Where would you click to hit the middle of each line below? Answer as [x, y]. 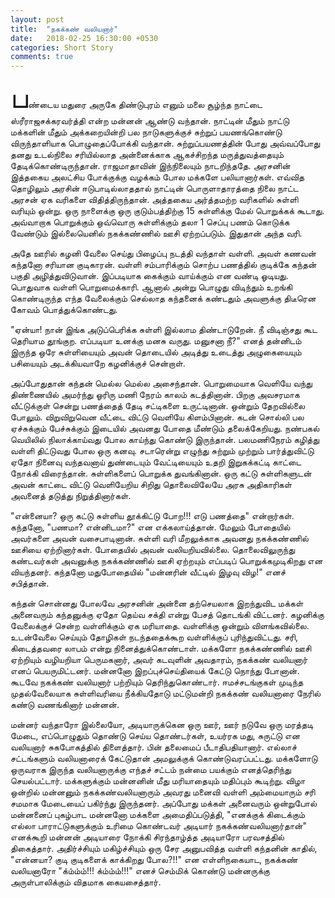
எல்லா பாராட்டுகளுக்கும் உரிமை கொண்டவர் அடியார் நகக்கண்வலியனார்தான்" [158, 826]
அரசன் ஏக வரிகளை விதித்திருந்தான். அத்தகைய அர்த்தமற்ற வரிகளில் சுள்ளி [154, 200]
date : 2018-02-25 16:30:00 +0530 [84, 38]
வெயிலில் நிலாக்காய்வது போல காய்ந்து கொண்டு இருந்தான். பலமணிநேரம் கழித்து [165, 440]
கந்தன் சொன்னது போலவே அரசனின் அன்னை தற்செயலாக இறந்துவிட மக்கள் [157, 603]
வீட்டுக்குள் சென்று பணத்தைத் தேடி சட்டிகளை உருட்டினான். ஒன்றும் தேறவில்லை [158, 406]
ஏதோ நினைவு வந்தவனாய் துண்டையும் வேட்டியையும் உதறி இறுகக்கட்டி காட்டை [156, 462]
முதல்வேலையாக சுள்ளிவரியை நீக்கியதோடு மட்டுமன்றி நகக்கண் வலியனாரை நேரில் [166, 693]
